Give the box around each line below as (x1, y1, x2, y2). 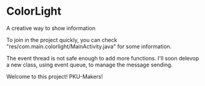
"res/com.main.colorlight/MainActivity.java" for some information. (6, 43, 172, 50)
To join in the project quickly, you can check (6, 36, 117, 43)
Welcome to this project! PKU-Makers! (6, 73, 103, 80)
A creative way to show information (6, 24, 96, 32)
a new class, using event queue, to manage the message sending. (6, 61, 173, 68)
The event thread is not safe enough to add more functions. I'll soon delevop (6, 54, 199, 62)
